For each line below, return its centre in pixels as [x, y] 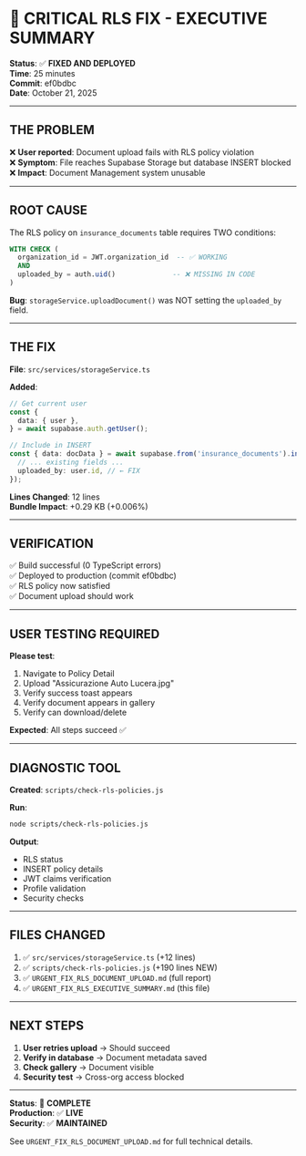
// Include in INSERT [51, 446]
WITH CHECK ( [34, 249]
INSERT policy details [63, 869]
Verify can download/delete [75, 712]
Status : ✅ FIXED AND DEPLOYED [73, 63]
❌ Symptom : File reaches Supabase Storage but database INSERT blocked [150, 162]
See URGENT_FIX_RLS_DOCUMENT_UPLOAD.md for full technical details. [131, 1141]
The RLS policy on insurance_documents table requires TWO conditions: [143, 232]
